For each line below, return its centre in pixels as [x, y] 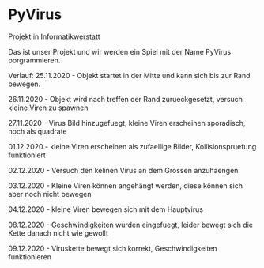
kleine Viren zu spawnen [48, 108]
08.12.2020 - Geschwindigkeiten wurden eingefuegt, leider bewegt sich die [131, 225]
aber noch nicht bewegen [50, 194]
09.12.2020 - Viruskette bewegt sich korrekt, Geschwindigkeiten [113, 248]
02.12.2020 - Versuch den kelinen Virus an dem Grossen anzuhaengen [123, 170]
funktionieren [30, 257]
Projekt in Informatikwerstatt [54, 36]
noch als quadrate [38, 131]
